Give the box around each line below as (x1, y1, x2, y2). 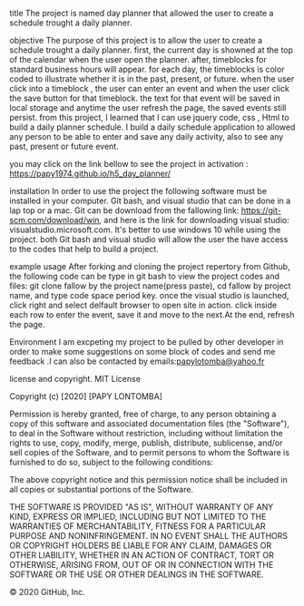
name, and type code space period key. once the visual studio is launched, (9, 290, 289, 300)
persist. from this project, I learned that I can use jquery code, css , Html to (9, 112, 289, 122)
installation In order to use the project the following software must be (9, 186, 268, 196)
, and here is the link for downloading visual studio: (99, 215, 290, 225)
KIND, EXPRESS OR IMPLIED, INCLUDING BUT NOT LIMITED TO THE (9, 512, 267, 522)
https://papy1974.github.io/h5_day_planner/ (9, 168, 171, 179)
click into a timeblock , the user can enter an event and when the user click (9, 83, 290, 93)
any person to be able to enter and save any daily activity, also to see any (9, 132, 284, 142)
